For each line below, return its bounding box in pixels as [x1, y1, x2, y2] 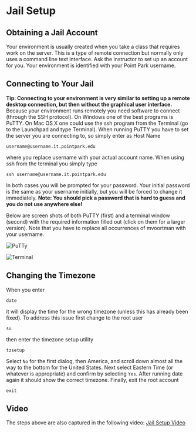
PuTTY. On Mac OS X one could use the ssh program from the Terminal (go [6, 119, 188, 127]
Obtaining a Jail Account [6, 28, 98, 38]
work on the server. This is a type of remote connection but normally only [6, 49, 184, 57]
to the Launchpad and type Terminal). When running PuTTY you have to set [6, 125, 189, 133]
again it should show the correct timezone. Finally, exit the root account [6, 376, 179, 383]
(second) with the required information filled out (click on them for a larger [6, 218, 186, 225]
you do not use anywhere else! [6, 200, 83, 207]
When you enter [6, 286, 45, 293]
